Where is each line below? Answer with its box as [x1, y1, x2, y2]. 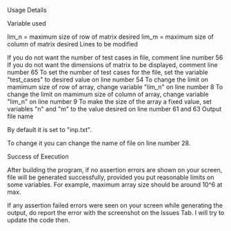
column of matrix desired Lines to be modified [7, 40, 138, 48]
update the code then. [7, 216, 70, 224]
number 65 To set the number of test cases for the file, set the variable [7, 68, 208, 76]
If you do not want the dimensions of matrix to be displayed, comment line [7, 61, 219, 68]
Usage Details [7, 6, 47, 14]
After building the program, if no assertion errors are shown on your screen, [7, 166, 223, 174]
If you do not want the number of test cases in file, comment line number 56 [7, 53, 223, 62]
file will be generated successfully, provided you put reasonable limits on [7, 173, 214, 181]
